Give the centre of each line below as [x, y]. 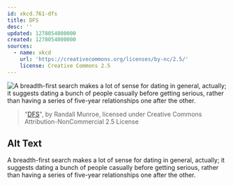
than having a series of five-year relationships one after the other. [102, 175]
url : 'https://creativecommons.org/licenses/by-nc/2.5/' [104, 59]
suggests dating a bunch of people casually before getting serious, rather [113, 168]
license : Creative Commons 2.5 [65, 66]
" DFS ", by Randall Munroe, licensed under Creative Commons [113, 114]
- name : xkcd [32, 53]
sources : [20, 46]
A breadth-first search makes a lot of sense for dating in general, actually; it [116, 160]
